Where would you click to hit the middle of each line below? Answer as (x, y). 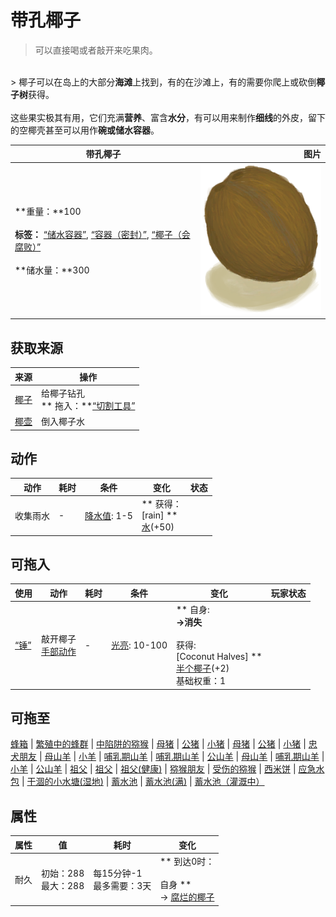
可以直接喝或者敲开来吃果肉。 (96, 50)
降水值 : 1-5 (108, 515)
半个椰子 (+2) (203, 668)
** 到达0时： (187, 861)
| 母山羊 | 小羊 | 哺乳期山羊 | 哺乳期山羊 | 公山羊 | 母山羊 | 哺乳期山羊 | (181, 757)
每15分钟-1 (118, 873)
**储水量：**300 (52, 270)
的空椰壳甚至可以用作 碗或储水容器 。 (85, 130)
